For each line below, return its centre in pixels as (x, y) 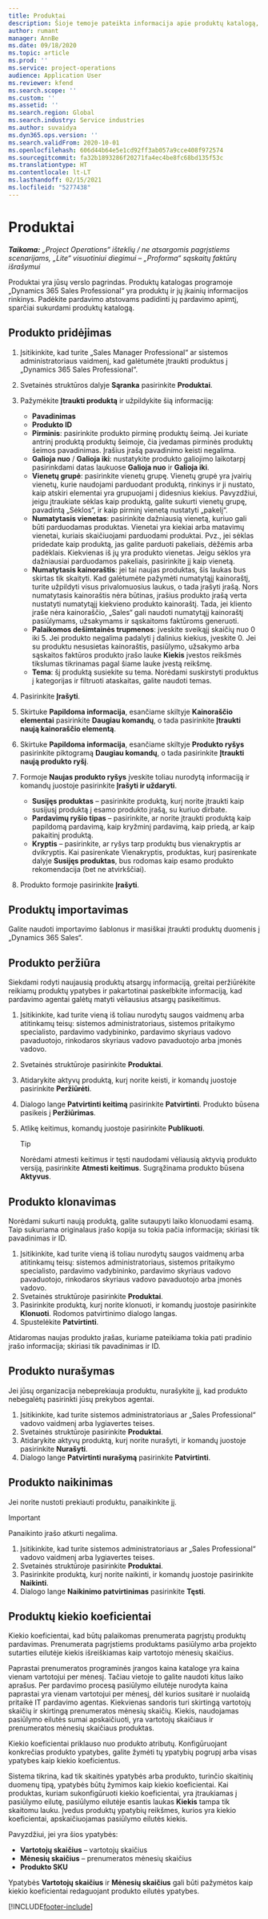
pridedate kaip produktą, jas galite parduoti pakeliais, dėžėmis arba (142, 544)
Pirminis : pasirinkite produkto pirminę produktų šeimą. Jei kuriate (140, 433)
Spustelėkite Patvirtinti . (59, 1322)
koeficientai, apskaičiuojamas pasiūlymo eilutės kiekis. (98, 1819)
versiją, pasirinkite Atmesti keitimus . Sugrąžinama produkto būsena (132, 1168)
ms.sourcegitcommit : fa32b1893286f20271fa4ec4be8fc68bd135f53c (116, 157)
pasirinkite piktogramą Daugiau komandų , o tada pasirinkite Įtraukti (132, 752)
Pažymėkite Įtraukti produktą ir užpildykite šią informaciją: (116, 400)
